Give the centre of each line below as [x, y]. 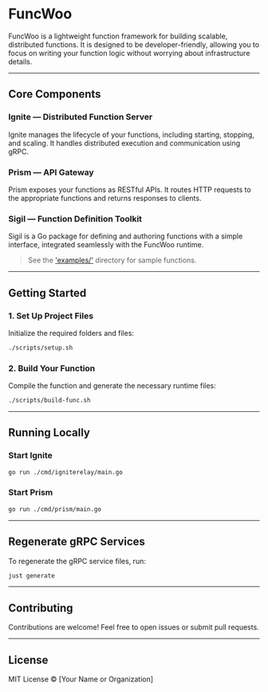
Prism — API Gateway [51, 172]
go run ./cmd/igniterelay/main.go [66, 472]
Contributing [41, 608]
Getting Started [47, 293]
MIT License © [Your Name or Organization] [81, 679]
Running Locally [49, 433]
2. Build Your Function [52, 368]
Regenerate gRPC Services [77, 542]
